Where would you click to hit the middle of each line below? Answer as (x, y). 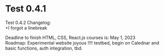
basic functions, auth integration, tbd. (44, 48)
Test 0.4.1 (26, 9)
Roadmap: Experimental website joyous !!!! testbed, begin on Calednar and (82, 42)
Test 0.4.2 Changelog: (28, 22)
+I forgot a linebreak (26, 27)
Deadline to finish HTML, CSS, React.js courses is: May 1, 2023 (70, 37)
